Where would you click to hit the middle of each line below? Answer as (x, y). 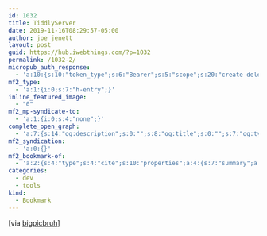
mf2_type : (25, 82)
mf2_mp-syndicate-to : (44, 112)
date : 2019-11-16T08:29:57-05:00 (64, 30)
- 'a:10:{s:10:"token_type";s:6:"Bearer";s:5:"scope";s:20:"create (130, 75)
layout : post (30, 45)
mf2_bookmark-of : (37, 156)
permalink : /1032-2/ (43, 60)
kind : (17, 193)
